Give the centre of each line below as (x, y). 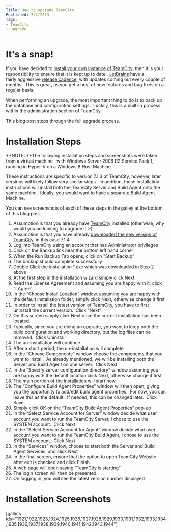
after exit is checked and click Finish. (52, 462)
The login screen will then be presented (55, 473)
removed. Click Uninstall (39, 337)
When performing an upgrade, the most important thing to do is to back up (84, 100)
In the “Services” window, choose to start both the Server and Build (84, 446)
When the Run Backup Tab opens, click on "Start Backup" (74, 256)
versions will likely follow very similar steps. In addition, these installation (83, 182)
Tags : (11, 19)
